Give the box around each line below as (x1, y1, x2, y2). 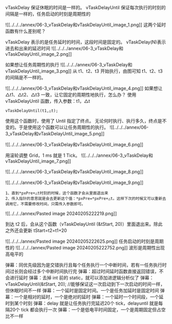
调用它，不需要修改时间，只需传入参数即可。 (5, 201, 85, 206)
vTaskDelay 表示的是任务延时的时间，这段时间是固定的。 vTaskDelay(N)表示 (5, 39, 166, 45)
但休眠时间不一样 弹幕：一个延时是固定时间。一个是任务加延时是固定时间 (5, 288, 159, 293)
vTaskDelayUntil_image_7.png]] (5, 158, 71, 164)
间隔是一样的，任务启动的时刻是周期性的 (5, 11, 91, 17)
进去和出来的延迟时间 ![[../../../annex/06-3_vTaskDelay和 (5, 45, 124, 51)
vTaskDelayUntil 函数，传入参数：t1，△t (5, 98, 91, 104)
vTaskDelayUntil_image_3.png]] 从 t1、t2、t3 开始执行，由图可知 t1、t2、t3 (5, 68, 163, 74)
